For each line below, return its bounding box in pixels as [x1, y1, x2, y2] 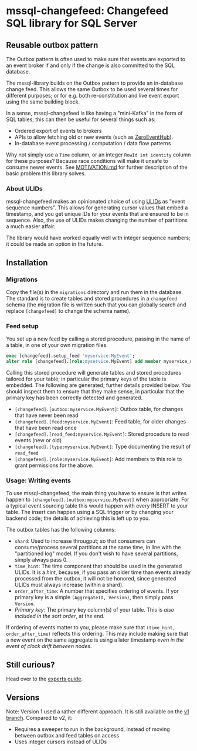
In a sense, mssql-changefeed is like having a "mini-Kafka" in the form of [6, 110, 183, 116]
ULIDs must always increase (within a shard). [14, 581, 124, 589]
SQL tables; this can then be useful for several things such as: [6, 116, 156, 123]
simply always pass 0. [14, 556, 69, 563]
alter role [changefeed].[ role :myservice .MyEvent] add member [6, 359, 161, 365]
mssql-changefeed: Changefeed [6, 4, 169, 18]
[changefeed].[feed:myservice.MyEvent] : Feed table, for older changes [14, 418, 186, 425]
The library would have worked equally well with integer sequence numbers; [6, 234, 191, 242]
